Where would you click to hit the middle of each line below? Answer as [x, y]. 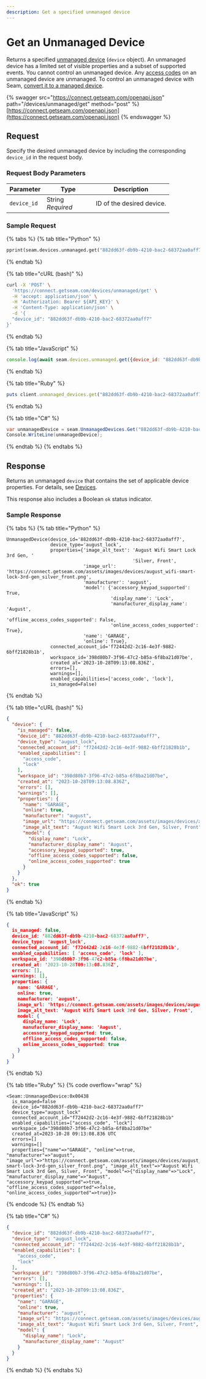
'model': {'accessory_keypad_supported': [137, 588]
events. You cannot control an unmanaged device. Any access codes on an [101, 72]
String [55, 199]
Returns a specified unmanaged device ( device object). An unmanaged [96, 59]
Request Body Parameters [46, 174]
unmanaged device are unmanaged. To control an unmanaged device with [100, 79]
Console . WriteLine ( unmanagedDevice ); [55, 435]
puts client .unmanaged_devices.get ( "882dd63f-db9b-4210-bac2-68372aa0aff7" [105, 394]
